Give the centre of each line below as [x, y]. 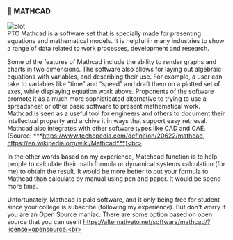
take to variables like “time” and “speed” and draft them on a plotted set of [114, 84]
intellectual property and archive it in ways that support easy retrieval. [107, 121]
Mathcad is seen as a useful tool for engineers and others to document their [116, 113]
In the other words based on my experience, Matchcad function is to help [112, 157]
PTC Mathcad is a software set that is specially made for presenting [104, 33]
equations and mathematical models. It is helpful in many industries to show [116, 41]
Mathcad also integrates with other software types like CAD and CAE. [107, 129]
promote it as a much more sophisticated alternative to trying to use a [107, 99]
